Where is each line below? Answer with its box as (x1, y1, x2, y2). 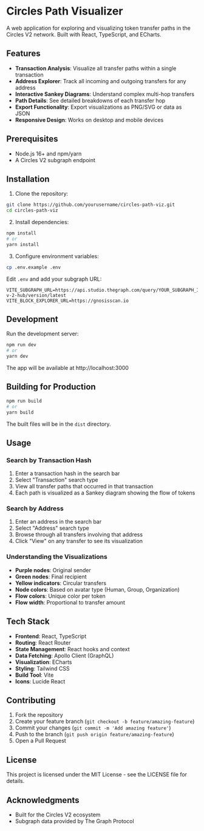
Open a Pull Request (15, 737, 67, 745)
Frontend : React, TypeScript (15, 632, 87, 640)
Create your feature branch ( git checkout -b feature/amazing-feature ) (15, 718, 195, 725)
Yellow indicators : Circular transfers (15, 579, 107, 587)
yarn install (6, 241, 39, 247)
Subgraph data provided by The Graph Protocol (15, 818, 135, 825)
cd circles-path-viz (6, 208, 59, 214)
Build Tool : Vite (15, 671, 54, 679)
